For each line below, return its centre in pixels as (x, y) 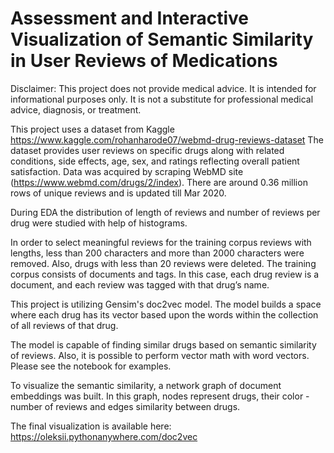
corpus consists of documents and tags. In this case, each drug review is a (165, 274)
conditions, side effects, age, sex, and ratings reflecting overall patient (155, 161)
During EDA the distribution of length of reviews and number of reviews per (165, 212)
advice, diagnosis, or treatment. (76, 109)
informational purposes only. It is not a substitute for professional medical (162, 99)
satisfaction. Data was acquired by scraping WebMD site (127, 171)
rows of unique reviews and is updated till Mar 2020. (118, 193)
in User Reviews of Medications (144, 61)
